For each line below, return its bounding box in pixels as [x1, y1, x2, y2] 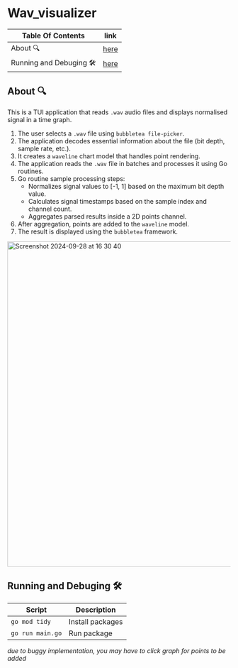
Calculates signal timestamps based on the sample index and [28, 197, 207, 205]
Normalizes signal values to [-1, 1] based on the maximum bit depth [28, 182, 225, 190]
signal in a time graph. [7, 115, 72, 124]
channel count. [28, 204, 72, 213]
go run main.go [11, 629, 62, 637]
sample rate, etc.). [17, 144, 71, 153]
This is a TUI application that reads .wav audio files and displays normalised [7, 108, 228, 116]
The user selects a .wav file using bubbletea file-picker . [17, 129, 185, 138]
